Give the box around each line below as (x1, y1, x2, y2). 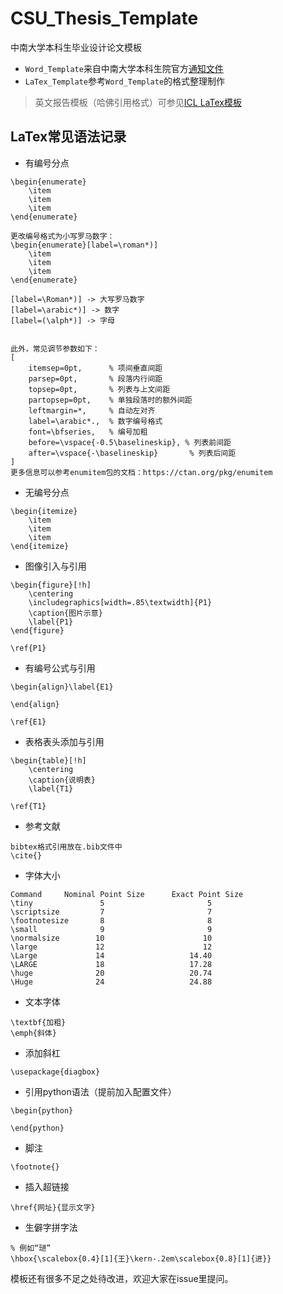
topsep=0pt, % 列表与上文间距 (28, 384, 171, 394)
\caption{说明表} (28, 775, 96, 785)
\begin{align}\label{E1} (10, 682, 114, 692)
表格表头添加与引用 (24, 735, 105, 747)
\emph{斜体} (10, 1028, 57, 1038)
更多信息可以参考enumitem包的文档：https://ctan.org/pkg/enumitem (10, 467, 273, 477)
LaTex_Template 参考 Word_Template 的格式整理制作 (24, 75, 226, 87)
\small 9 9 (10, 924, 213, 934)
